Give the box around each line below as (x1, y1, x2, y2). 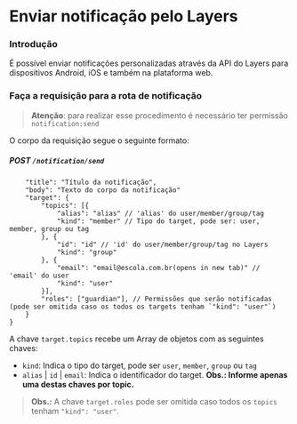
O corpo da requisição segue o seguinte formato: (9, 135, 189, 146)
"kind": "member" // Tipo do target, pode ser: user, (56, 216, 261, 226)
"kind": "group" (56, 247, 117, 257)
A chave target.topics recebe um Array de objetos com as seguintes (9, 333, 264, 344)
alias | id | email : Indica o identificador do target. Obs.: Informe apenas (21, 369, 288, 380)
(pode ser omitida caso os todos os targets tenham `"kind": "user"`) (9, 302, 277, 311)
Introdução (9, 38, 58, 51)
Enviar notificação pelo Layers (9, 6, 238, 27)
